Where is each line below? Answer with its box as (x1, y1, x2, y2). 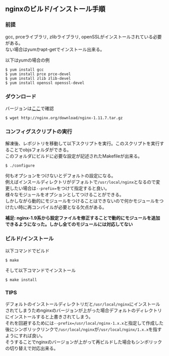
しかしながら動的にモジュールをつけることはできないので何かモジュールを (5, 198, 160, 204)
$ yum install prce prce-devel (5, 71, 71, 77)
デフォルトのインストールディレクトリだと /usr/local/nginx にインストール (5, 301, 160, 307)
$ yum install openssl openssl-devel (5, 80, 85, 85)
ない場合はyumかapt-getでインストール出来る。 (5, 46, 105, 52)
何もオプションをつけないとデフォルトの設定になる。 (5, 173, 116, 179)
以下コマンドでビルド (5, 247, 49, 253)
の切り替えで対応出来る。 (5, 345, 59, 351)
